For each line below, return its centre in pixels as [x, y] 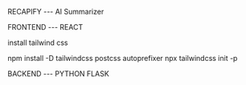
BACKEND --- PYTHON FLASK [58, 74]
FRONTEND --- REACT [45, 27]
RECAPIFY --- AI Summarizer [56, 12]
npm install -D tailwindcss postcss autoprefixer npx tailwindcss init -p [123, 58]
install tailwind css [38, 42]
